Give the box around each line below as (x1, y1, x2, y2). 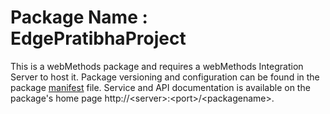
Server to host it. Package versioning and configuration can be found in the (10, 71, 320, 83)
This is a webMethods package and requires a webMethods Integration (10, 60, 304, 72)
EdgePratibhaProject (10, 27, 187, 50)
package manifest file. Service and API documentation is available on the (10, 81, 311, 93)
